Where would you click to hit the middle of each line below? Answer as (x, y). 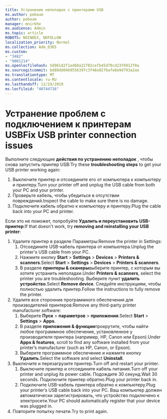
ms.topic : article (24, 33)
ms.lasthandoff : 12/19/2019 (34, 84)
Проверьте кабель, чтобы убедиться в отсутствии (66, 195)
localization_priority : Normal (38, 42)
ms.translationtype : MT (30, 75)
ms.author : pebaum (24, 14)
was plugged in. (36, 406)
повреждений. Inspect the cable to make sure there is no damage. (80, 201)
